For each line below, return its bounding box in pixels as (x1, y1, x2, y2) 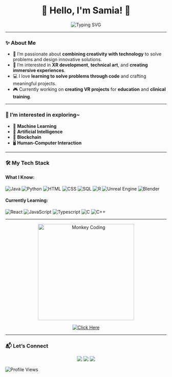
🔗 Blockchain (12, 134, 42, 140)
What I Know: (5, 174, 35, 180)
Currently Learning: (5, 197, 49, 203)
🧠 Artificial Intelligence (12, 128, 63, 135)
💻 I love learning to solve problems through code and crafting (12, 73, 146, 79)
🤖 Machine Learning (12, 123, 57, 129)
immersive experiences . (12, 67, 66, 73)
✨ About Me (5, 39, 36, 46)
